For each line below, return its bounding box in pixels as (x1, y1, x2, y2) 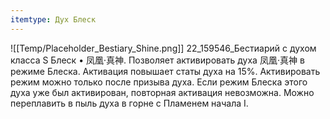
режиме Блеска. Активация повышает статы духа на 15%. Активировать (10, 65, 321, 77)
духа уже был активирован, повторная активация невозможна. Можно (10, 86, 315, 98)
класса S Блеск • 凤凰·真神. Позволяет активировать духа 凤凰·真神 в (10, 54, 305, 66)
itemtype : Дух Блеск (10, 14, 97, 25)
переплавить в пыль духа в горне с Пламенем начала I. (10, 97, 249, 109)
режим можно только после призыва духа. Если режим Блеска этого (10, 76, 308, 88)
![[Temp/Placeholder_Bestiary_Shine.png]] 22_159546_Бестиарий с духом (10, 42, 317, 54)
